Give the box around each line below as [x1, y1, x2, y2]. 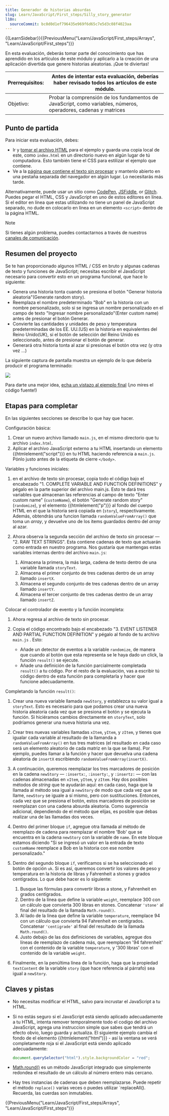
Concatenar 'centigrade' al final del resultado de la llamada [20, 923, 145, 929]
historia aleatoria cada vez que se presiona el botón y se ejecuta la [12, 708, 151, 715]
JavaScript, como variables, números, [48, 100, 138, 107]
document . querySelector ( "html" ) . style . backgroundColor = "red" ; [12, 1055, 150, 1060]
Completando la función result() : [5, 688, 75, 694]
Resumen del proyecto [5, 250, 77, 258]
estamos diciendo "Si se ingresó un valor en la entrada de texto [12, 839, 144, 846]
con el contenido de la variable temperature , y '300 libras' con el [20, 944, 153, 950]
